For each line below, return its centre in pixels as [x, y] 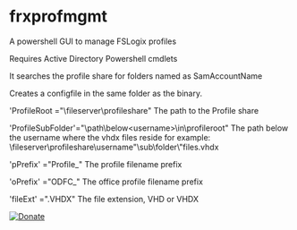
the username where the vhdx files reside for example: [110, 137]
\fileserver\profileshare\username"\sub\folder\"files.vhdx [114, 147]
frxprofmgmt [58, 17]
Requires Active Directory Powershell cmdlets [93, 58]
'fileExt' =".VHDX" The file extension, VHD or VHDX [104, 199]
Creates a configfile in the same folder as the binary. [106, 93]
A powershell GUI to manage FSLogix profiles [93, 41]
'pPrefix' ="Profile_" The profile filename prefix [96, 164]
